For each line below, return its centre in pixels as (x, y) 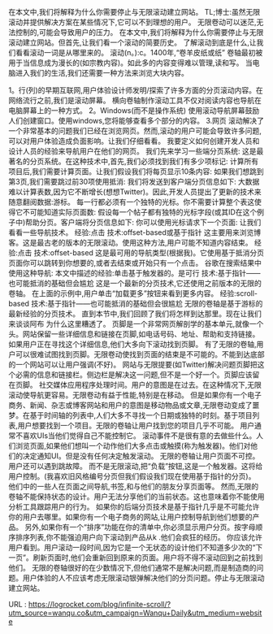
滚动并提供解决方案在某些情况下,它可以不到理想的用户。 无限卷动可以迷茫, (133, 22)
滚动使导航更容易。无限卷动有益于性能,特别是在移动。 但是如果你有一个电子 (135, 395)
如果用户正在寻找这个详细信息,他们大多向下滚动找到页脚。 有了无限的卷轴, (133, 344)
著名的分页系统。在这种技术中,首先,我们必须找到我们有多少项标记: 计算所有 (134, 161)
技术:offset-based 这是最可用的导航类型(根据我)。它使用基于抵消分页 (149, 253)
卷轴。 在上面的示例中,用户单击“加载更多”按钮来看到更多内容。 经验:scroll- (133, 293)
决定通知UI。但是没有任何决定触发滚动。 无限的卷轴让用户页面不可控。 (141, 456)
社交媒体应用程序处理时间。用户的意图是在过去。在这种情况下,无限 (150, 385)
